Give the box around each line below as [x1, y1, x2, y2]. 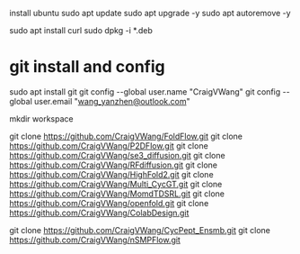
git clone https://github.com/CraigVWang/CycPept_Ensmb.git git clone [9, 224, 271, 235]
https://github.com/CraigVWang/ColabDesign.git [9, 207, 190, 218]
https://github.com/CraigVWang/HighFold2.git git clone [9, 168, 214, 179]
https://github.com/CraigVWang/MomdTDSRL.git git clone [9, 188, 225, 199]
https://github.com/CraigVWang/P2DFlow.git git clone [9, 140, 208, 151]
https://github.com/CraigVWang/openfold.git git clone [9, 197, 209, 208]
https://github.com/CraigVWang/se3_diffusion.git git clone [9, 150, 226, 160]
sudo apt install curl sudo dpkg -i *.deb [9, 25, 153, 35]
